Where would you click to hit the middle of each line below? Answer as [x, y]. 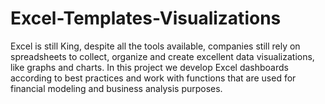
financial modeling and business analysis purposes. [116, 88]
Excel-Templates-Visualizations [146, 18]
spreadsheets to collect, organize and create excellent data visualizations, [162, 56]
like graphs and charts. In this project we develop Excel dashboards [149, 67]
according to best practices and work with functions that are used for [153, 78]
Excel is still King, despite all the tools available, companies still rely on [155, 46]
